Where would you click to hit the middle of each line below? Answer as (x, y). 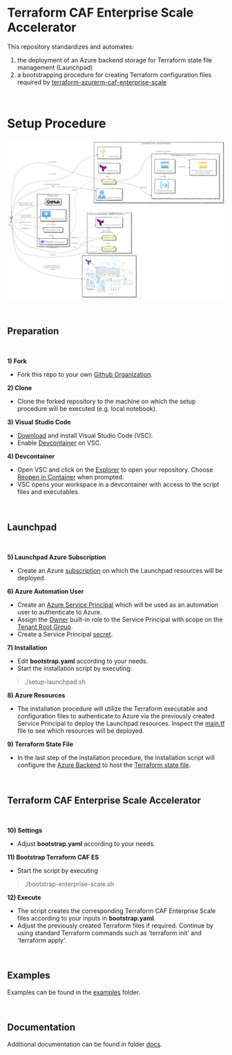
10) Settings (25, 830)
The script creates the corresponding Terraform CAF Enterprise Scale (116, 911)
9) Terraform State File (40, 744)
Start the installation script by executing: (75, 668)
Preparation (33, 331)
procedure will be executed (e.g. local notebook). (87, 409)
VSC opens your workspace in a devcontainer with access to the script (118, 485)
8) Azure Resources (36, 695)
